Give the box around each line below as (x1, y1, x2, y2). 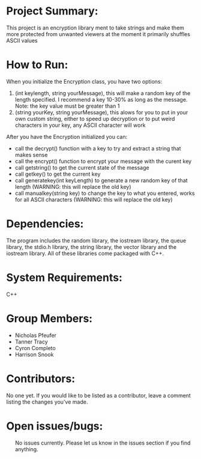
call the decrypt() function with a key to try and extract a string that (14, 144, 181, 152)
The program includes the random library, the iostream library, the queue (6, 236, 187, 244)
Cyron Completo (14, 344, 56, 351)
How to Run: (6, 58, 68, 72)
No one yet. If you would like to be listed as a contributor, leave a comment (6, 392, 191, 399)
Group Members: (6, 312, 93, 325)
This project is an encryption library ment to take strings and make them (6, 24, 185, 31)
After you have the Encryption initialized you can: (6, 133, 128, 140)
